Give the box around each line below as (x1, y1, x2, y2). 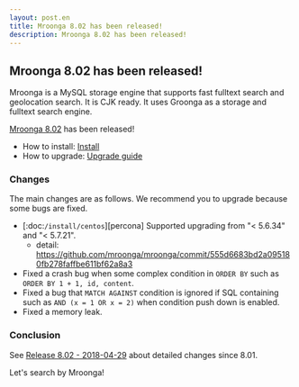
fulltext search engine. (9, 106, 93, 117)
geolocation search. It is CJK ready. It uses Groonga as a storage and (9, 96, 267, 108)
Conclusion (9, 329, 61, 342)
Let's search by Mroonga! (9, 366, 105, 378)
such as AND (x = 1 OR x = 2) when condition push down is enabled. (22, 297, 280, 308)
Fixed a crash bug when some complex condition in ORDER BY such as (22, 268, 279, 279)
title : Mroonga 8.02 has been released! (9, 22, 164, 31)
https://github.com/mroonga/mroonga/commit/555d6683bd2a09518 (35, 249, 291, 260)
